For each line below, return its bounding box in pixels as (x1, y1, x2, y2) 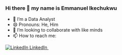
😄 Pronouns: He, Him (12, 21, 59, 28)
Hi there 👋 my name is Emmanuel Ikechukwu (5, 5, 117, 12)
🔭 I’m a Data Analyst (12, 16, 55, 22)
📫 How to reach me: (12, 33, 57, 39)
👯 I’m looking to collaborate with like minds (12, 27, 103, 33)
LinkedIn (29, 44, 47, 50)
